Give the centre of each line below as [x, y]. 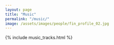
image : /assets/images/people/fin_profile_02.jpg [57, 23]
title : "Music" [21, 14]
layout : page [19, 10]
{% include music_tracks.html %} [39, 38]
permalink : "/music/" [27, 19]
